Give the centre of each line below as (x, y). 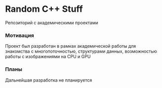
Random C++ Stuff (44, 9)
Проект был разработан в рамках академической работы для (71, 46)
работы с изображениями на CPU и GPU (48, 57)
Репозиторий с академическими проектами (52, 23)
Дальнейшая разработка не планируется (49, 80)
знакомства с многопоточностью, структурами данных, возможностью (81, 51)
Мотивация (20, 35)
